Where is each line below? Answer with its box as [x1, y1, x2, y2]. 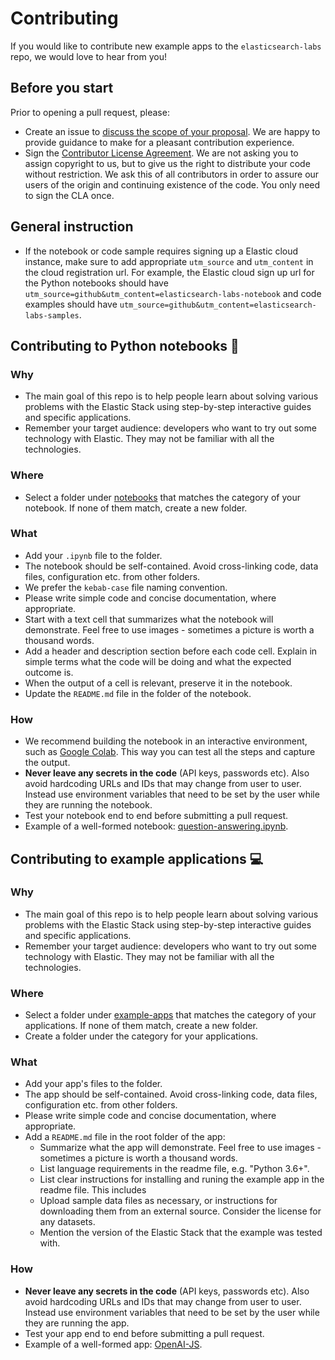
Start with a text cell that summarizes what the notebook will [24, 613, 274, 625]
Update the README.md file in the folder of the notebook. [24, 687, 252, 699]
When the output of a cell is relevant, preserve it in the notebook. [24, 677, 293, 689]
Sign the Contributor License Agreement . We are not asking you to [24, 147, 299, 159]
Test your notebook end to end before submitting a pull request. [24, 810, 289, 822]
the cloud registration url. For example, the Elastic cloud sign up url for [24, 266, 315, 278]
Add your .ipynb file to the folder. [24, 549, 163, 561]
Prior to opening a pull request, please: [10, 106, 170, 118]
